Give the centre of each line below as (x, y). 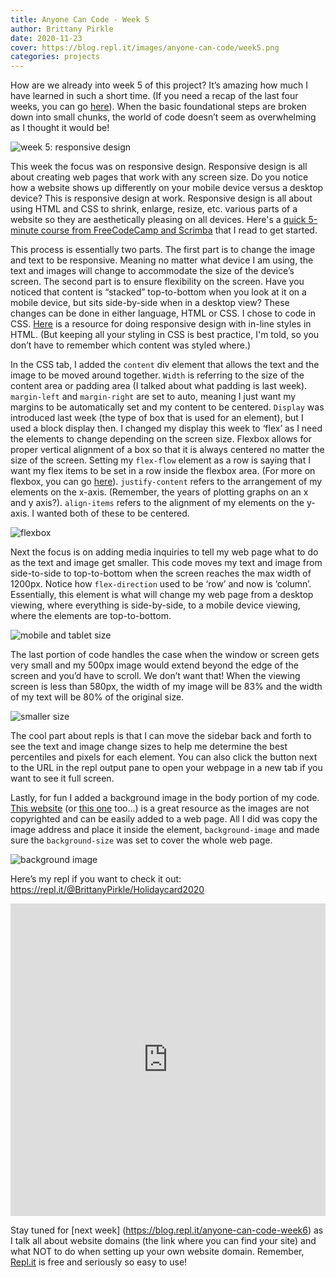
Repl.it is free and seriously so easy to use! (99, 1262)
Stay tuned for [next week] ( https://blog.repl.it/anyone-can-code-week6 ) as (167, 1230)
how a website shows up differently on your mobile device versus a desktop (167, 188)
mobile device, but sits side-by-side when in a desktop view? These (150, 303)
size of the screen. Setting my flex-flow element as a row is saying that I (160, 460)
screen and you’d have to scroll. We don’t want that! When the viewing (155, 676)
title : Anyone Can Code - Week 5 (80, 19)
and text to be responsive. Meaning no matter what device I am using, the (162, 260)
